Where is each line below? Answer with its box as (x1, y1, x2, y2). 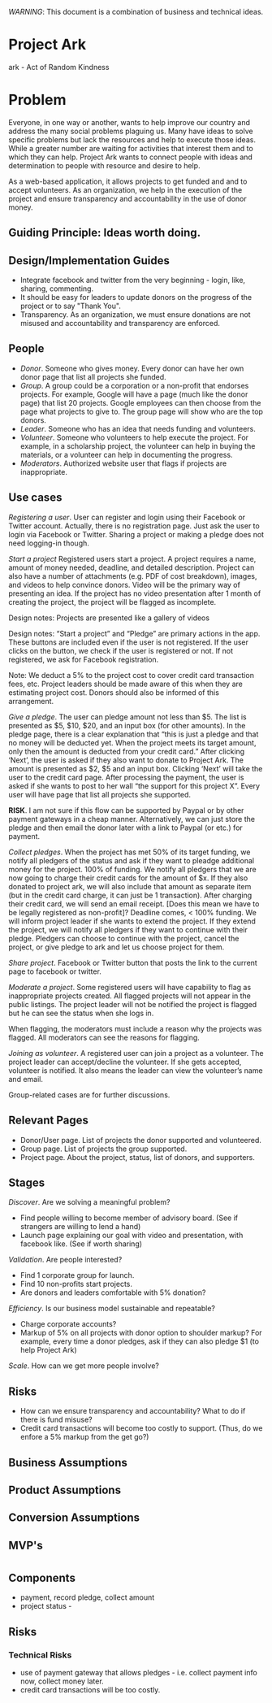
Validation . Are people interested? (8, 1255, 123, 1265)
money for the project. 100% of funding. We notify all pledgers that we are (8, 864, 257, 874)
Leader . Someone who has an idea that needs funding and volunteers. (19, 424, 256, 433)
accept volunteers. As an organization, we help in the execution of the (8, 185, 243, 194)
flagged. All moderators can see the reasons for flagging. (8, 1032, 201, 1042)
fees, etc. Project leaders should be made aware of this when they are (8, 679, 244, 689)
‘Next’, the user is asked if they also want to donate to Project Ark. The (8, 755, 244, 765)
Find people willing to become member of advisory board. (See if (19, 1213, 238, 1223)
